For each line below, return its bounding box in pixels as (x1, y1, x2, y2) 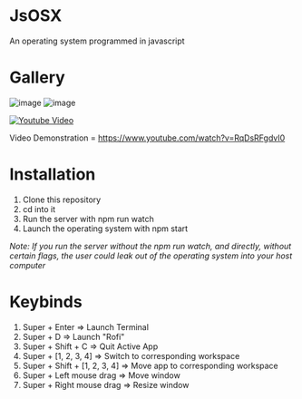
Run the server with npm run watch (22, 213, 154, 224)
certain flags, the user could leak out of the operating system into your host (9, 250, 293, 261)
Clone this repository (22, 194, 102, 205)
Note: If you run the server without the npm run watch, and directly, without (9, 240, 292, 251)
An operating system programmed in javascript (9, 35, 185, 46)
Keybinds (9, 292, 83, 312)
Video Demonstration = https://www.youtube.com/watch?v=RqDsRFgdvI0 (9, 132, 286, 143)
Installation (9, 164, 96, 185)
